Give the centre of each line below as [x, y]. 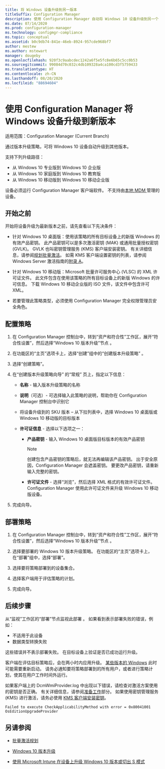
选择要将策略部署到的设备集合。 [45, 568]
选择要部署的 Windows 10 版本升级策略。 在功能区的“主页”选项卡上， [82, 551]
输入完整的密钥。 [44, 472]
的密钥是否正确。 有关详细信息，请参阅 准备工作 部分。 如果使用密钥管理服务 [82, 692]
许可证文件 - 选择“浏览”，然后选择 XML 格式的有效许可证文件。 [91, 482]
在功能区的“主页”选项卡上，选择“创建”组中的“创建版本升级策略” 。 [79, 354]
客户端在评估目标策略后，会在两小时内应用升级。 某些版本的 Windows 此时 [81, 662]
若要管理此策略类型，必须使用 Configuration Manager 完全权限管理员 [82, 301]
